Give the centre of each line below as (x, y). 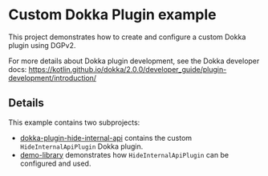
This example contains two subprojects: (74, 122)
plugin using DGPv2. (42, 45)
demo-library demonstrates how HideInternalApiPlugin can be (124, 154)
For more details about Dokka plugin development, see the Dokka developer (134, 61)
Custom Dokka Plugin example (112, 15)
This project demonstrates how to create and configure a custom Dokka (127, 37)
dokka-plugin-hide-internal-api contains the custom (106, 138)
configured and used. (55, 163)
